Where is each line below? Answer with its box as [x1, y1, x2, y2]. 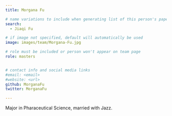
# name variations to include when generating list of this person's [5, 16, 157, 22]
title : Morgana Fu [5, 7, 45, 13]
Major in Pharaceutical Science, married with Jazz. [5, 105, 113, 111]
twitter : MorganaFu [5, 86, 47, 92]
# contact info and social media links [5, 67, 91, 73]
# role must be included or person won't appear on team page [5, 49, 141, 54]
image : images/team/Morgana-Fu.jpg [5, 40, 81, 45]
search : [5, 21, 22, 26]
